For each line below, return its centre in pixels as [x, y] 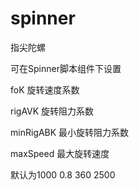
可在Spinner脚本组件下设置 [66, 68]
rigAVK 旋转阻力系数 [52, 111]
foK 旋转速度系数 [45, 89]
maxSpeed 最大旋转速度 [60, 153]
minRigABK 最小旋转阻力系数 [70, 132]
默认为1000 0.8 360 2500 [63, 174]
